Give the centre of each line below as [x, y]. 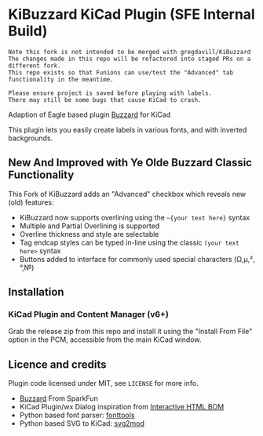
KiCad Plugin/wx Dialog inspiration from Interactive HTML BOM [122, 407]
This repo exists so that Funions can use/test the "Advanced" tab [121, 72]
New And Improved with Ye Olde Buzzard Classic [130, 163]
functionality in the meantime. [61, 79]
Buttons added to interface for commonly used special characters [126, 259]
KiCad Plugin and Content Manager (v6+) [88, 314]
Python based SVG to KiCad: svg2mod [82, 423]
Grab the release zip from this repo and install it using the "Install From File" [130, 332]
